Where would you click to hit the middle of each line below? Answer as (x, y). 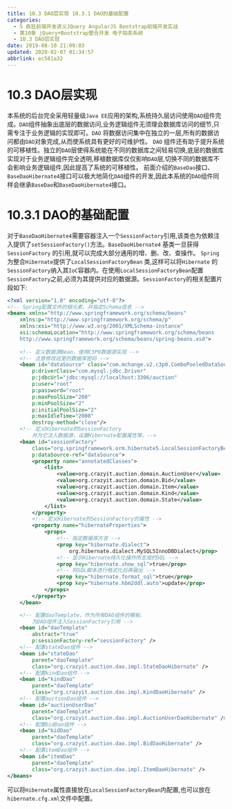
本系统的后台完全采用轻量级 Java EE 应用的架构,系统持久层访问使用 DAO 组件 (111, 115)
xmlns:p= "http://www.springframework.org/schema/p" (95, 320)
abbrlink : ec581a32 (35, 59)
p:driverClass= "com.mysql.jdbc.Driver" (89, 371)
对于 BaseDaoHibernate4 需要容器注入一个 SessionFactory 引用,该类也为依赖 (110, 235)
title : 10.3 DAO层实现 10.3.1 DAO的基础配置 (68, 13)
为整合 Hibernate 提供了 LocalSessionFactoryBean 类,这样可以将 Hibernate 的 (113, 261)
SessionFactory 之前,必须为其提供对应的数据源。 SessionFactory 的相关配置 (112, 279)
